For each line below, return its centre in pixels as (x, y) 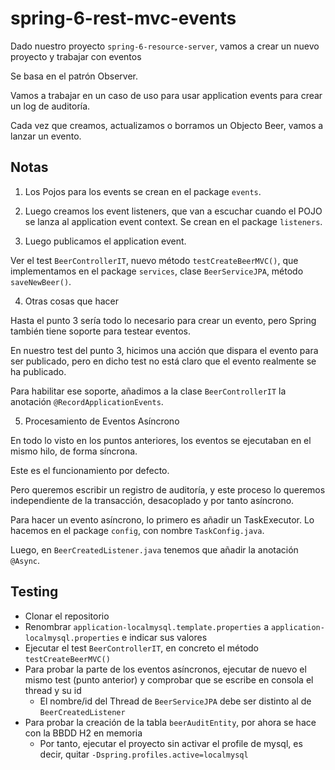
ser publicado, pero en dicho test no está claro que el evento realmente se (163, 361)
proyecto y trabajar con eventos (76, 56)
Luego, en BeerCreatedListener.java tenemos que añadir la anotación (154, 549)
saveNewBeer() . (41, 281)
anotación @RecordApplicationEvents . (87, 401)
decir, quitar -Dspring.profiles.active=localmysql (144, 754)
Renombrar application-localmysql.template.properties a (147, 626)
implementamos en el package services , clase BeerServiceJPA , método (157, 271)
